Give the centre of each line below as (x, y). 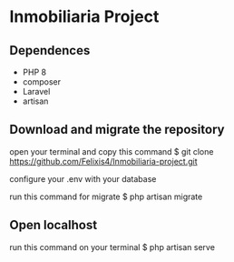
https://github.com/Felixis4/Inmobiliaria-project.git (103, 161)
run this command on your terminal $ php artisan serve (112, 247)
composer (42, 82)
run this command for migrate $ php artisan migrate (106, 196)
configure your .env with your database (83, 178)
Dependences (50, 50)
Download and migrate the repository (117, 130)
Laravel (36, 91)
